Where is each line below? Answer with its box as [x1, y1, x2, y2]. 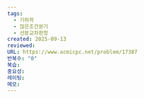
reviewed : [7, 42, 36, 49]
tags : [7, 10, 23, 17]
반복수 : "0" [7, 55, 37, 62]
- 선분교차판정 [13, 29, 48, 37]
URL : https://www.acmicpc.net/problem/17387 [7, 49, 138, 56]
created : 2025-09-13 [7, 36, 67, 43]
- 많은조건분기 [13, 23, 48, 30]
